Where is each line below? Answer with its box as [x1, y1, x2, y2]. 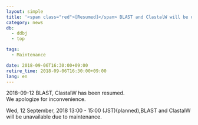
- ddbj [11, 31, 28, 36]
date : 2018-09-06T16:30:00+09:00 [6, 62, 88, 68]
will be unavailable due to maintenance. [6, 113, 102, 120]
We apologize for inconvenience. [6, 96, 86, 103]
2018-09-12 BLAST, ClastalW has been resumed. [6, 89, 125, 97]
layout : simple [6, 8, 44, 15]
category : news [6, 19, 44, 25]
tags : [6, 46, 19, 53]
